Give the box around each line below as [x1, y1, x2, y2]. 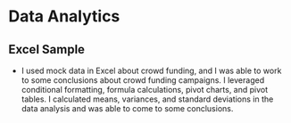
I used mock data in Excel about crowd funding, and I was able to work [21, 65, 282, 76]
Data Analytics [8, 6, 121, 27]
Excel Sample [8, 42, 86, 57]
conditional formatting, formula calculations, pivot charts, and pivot [21, 85, 269, 94]
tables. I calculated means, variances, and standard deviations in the [21, 94, 274, 104]
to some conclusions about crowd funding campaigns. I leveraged [21, 75, 265, 86]
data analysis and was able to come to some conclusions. [21, 103, 234, 113]
